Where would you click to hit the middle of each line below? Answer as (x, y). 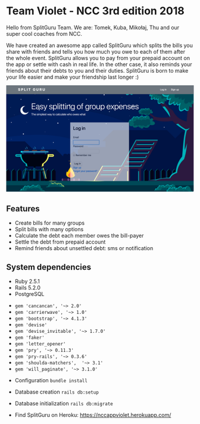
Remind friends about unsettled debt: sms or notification (84, 248)
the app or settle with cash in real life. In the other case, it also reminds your (99, 64)
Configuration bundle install (51, 381)
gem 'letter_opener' (40, 344)
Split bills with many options (49, 229)
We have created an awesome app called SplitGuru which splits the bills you (100, 45)
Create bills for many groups (50, 223)
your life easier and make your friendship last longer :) (73, 77)
